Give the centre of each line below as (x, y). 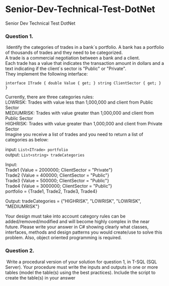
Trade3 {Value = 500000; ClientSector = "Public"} (57, 181)
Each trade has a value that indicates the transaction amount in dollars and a (85, 63)
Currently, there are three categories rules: (50, 97)
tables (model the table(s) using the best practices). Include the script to (80, 272)
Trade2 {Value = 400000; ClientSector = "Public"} (57, 175)
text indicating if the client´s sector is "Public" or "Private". (66, 68)
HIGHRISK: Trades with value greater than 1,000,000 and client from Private (84, 124)
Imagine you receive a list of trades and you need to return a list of (74, 134)
